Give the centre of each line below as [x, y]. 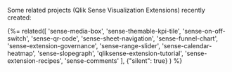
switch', [19, 38]
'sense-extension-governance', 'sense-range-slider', [84, 46]
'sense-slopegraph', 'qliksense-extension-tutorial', [111, 53]
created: [19, 17]
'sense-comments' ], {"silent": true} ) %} [123, 61]
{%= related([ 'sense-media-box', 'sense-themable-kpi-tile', [94, 31]
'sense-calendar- [187, 46]
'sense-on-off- [204, 31]
